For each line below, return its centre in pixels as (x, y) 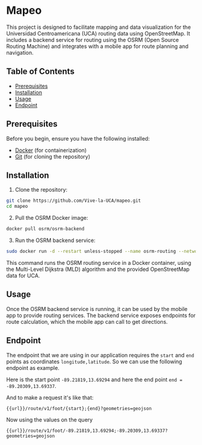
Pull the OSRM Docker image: (51, 218)
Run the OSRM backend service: (55, 240)
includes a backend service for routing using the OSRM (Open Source (93, 40)
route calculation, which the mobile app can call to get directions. (87, 321)
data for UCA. (23, 275)
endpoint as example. (33, 368)
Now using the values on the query (50, 419)
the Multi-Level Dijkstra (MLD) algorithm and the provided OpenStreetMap (98, 269)
